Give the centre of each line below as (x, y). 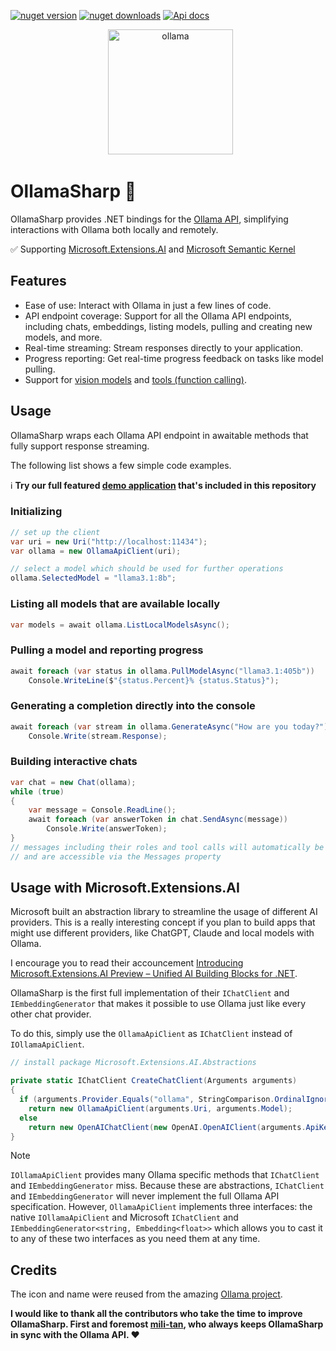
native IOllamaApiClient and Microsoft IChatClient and (124, 1217)
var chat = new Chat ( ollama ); (73, 782)
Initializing (36, 512)
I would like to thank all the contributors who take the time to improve (156, 1314)
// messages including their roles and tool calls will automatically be (167, 847)
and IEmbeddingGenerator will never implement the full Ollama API (145, 1196)
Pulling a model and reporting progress (107, 650)
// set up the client (55, 532)
